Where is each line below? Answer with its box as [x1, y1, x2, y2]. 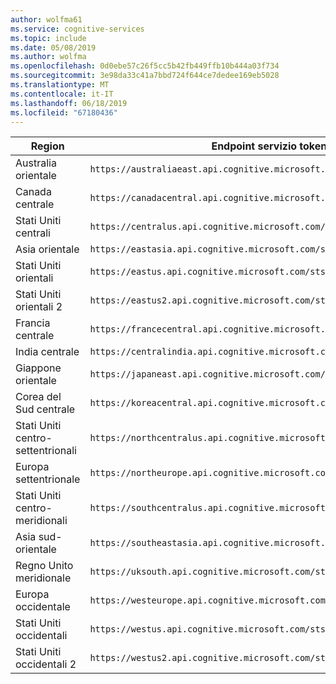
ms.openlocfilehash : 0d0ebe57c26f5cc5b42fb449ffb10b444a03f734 [10, 61, 280, 71]
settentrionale [15, 472, 81, 486]
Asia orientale [15, 242, 80, 256]
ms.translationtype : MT [10, 80, 110, 90]
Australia [15, 156, 57, 170]
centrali [15, 226, 51, 240]
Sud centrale [15, 402, 76, 416]
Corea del [15, 390, 62, 404]
